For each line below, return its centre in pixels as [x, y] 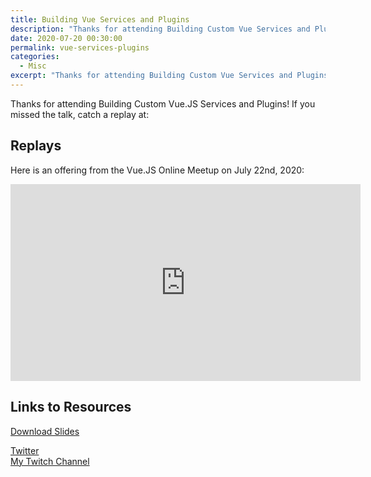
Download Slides [45, 431]
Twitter [25, 450]
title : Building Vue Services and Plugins [100, 19]
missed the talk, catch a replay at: [80, 114]
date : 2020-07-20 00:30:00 [66, 38]
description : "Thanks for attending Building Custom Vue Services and [160, 29]
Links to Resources [71, 407]
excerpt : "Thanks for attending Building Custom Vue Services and [151, 76]
